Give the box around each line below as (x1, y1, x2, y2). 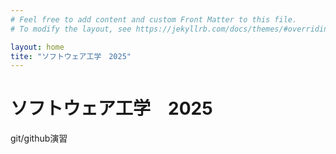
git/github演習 (10, 132, 68, 145)
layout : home (10, 42, 65, 52)
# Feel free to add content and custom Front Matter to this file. (10, 14, 298, 25)
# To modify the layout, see (10, 24, 132, 34)
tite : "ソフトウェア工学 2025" (10, 51, 132, 61)
